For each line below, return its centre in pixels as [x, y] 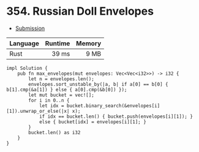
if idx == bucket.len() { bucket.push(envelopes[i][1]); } [116, 116]
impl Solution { [27, 68]
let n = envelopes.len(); [62, 79]
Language [24, 43]
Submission [30, 28]
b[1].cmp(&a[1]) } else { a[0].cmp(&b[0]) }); [67, 89]
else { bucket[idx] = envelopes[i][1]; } [93, 122]
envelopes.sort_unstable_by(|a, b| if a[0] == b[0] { [98, 84]
